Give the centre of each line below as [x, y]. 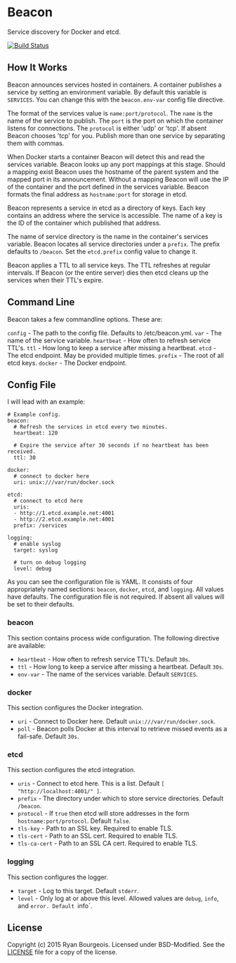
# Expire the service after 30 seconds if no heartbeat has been [111, 446]
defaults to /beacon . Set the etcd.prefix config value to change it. [103, 251]
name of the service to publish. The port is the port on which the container [115, 120]
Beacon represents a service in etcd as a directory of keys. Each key [106, 208]
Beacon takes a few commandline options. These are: [85, 319]
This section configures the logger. [58, 877]
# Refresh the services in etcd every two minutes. [91, 427]
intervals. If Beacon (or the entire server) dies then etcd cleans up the [108, 273]
